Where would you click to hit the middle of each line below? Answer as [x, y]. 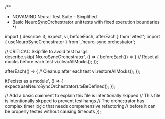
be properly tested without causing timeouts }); [53, 111]
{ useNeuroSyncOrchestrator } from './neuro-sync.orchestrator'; [70, 42]
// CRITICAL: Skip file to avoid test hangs [46, 51]
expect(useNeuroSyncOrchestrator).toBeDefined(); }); [60, 86]
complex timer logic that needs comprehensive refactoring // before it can [80, 106]
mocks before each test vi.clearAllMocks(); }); [52, 62]
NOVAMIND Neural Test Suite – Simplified [55, 16]
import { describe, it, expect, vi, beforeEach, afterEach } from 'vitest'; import [82, 37]
